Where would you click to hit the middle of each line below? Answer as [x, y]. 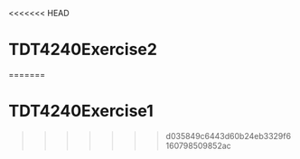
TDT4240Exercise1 [81, 111]
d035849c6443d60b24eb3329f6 [228, 136]
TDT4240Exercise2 [83, 50]
